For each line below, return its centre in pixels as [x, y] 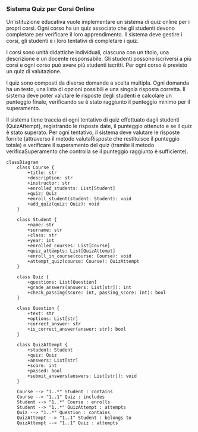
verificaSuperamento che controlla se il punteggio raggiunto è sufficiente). [97, 151]
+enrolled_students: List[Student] [72, 189]
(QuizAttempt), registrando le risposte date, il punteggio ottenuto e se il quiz [99, 126]
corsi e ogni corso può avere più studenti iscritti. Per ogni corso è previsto [97, 65]
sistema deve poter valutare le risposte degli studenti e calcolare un [89, 96]
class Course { [36, 168]
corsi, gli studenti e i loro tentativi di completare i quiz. [72, 41]
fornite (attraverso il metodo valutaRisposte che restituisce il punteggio [93, 139]
